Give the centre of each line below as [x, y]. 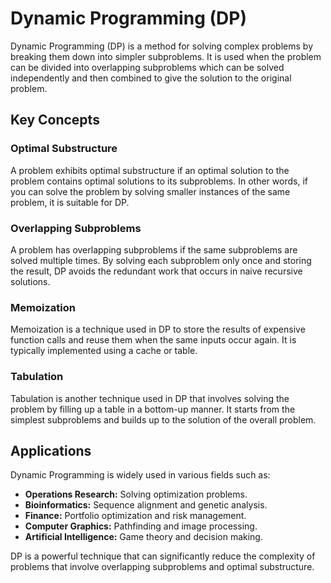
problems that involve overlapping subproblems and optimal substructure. [162, 567]
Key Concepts [55, 120]
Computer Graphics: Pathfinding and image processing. [141, 526]
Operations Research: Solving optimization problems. [136, 494]
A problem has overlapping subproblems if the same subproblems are [154, 249]
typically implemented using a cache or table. [104, 351]
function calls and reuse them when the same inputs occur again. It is [153, 340]
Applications [51, 450]
